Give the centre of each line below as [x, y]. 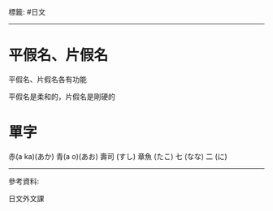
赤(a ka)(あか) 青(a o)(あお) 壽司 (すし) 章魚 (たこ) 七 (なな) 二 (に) [118, 156]
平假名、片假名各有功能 [48, 79]
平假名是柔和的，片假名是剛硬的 [62, 97]
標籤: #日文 [27, 12]
